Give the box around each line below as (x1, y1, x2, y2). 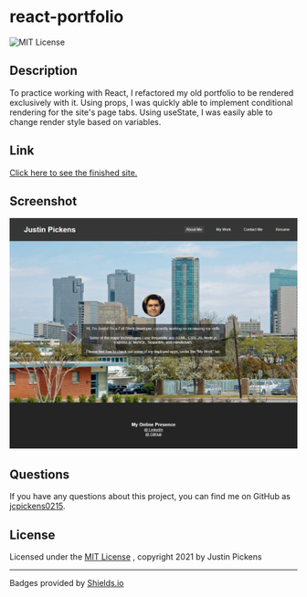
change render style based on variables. (9, 116, 162, 127)
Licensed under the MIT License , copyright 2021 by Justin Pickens (9, 551, 262, 562)
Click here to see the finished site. (9, 167, 138, 178)
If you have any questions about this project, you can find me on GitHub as (9, 491, 291, 502)
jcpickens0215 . (9, 500, 66, 512)
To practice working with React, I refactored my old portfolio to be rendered (9, 87, 294, 98)
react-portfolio (9, 6, 124, 27)
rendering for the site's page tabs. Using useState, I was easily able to (9, 107, 273, 118)
